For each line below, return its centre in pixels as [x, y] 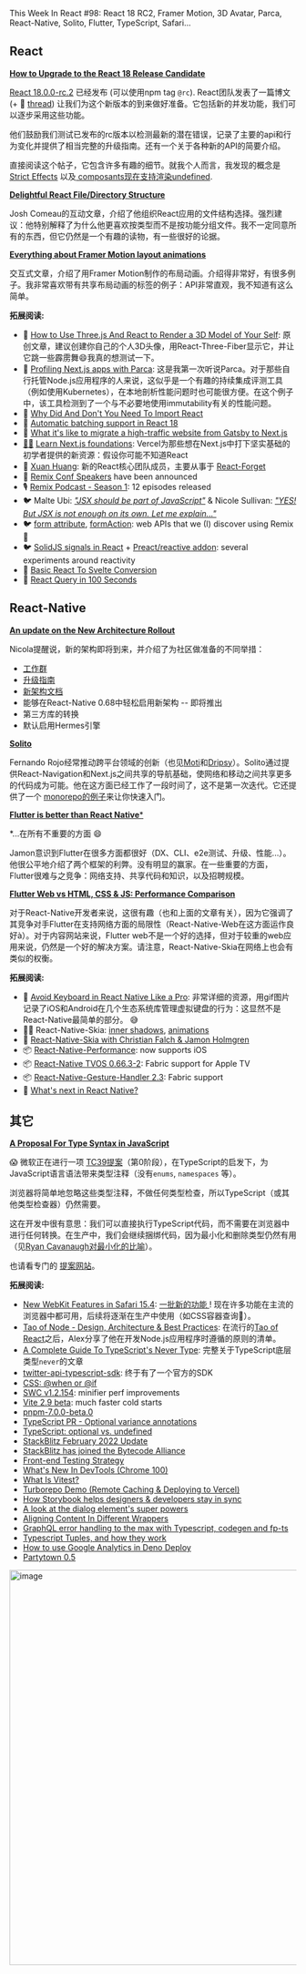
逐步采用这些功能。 [53, 115]
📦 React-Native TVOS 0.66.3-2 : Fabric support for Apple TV [136, 1063]
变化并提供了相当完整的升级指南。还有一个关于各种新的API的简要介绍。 [151, 146]
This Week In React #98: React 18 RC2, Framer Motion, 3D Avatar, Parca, [146, 13]
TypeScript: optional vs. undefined [87, 1432]
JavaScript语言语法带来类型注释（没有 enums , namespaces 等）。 [125, 1173]
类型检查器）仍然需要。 [61, 1204]
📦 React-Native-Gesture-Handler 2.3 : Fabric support [122, 1077]
